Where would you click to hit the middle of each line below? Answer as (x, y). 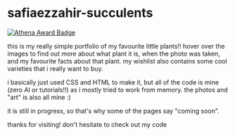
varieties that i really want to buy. (55, 68)
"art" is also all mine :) (39, 97)
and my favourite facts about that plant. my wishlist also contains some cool (117, 61)
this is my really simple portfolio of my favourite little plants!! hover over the (116, 46)
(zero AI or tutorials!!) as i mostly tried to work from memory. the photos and (118, 89)
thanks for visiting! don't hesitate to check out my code (87, 124)
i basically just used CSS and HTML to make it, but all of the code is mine (113, 82)
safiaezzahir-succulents (80, 13)
